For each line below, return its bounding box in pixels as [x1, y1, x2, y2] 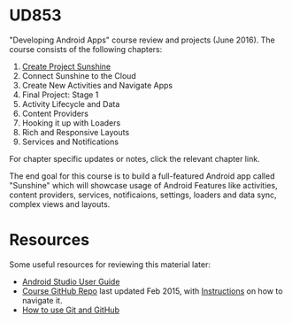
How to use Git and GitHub [21, 304, 119, 315]
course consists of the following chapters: [9, 43, 163, 54]
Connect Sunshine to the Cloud [21, 70, 137, 81]
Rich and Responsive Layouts [21, 127, 130, 137]
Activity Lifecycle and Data [21, 98, 120, 109]
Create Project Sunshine [21, 61, 111, 72]
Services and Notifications [21, 136, 119, 147]
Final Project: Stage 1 [21, 89, 99, 100]
